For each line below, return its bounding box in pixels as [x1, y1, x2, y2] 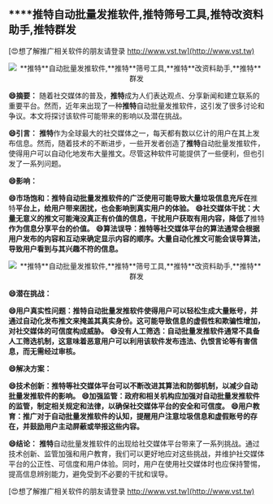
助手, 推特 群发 [8, 23, 77, 37]
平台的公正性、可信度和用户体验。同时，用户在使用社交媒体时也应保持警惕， [8, 459, 265, 468]
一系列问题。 [22, 158, 66, 168]
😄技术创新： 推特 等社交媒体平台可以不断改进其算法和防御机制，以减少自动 [8, 381, 258, 390]
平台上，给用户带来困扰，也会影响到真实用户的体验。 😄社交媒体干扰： [15, 203, 253, 213]
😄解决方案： [8, 364, 52, 373]
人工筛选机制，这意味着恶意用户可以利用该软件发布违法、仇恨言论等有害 [8, 336, 250, 346]
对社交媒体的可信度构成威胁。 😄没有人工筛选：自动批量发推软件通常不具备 [8, 325, 260, 335]
